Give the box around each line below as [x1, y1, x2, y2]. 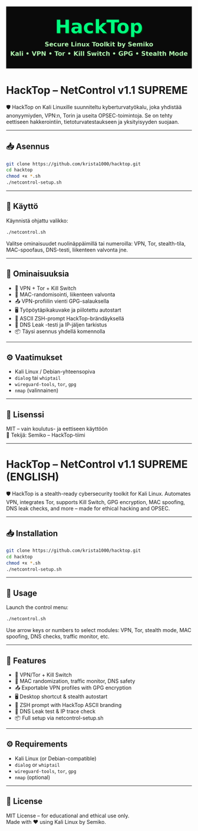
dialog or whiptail [14, 761, 60, 768]
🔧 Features [6, 656, 47, 666]
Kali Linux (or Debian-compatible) [14, 755, 97, 762]
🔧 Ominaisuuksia [6, 269, 70, 279]
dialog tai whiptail [14, 374, 61, 381]
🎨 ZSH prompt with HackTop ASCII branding [14, 701, 122, 708]
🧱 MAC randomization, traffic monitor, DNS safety [14, 677, 136, 685]
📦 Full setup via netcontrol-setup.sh [14, 714, 104, 721]
